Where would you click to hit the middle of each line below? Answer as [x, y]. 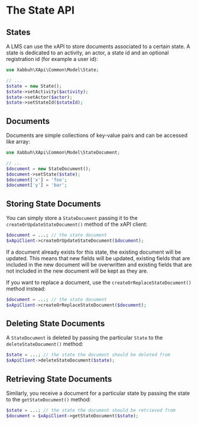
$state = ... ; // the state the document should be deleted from [88, 355]
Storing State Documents [53, 204]
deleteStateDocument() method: [45, 344]
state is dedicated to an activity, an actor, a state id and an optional [87, 53]
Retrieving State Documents [59, 379]
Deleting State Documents [56, 324]
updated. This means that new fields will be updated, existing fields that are [98, 258]
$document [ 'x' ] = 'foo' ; [37, 180]
